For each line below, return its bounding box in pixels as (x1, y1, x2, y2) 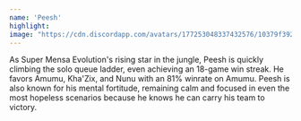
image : (9, 30, 34, 39)
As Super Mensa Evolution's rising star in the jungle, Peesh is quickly (9, 55, 264, 65)
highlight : (9, 22, 50, 30)
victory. (9, 102, 38, 113)
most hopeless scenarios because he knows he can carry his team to (9, 92, 266, 103)
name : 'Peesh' (9, 13, 63, 22)
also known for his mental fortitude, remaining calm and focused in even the (9, 82, 290, 94)
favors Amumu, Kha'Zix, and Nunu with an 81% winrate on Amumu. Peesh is (9, 73, 290, 84)
